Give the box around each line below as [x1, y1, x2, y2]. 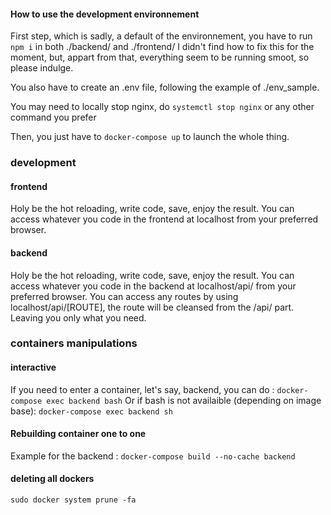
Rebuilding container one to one [10, 428, 147, 440]
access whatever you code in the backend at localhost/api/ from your [10, 280, 297, 292]
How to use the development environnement [10, 8, 200, 20]
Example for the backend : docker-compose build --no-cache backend [10, 450, 296, 462]
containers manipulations [10, 336, 138, 350]
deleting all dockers [10, 473, 95, 485]
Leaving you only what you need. [10, 311, 147, 324]
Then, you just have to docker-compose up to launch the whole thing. [10, 131, 290, 143]
